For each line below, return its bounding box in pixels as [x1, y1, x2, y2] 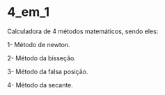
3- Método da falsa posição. [7, 67, 88, 76]
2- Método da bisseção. [7, 53, 77, 62]
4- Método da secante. [7, 80, 73, 89]
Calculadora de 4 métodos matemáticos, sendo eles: [7, 27, 159, 35]
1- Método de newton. [7, 40, 71, 49]
